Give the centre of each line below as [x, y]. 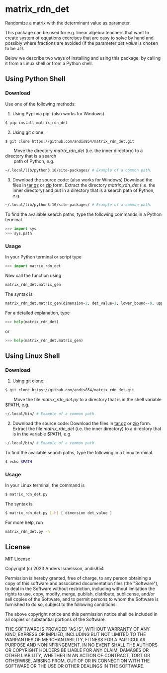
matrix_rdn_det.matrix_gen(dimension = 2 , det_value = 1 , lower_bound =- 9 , [80, 303]
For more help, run [24, 522]
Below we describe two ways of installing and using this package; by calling [83, 58]
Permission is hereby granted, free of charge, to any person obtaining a [78, 578]
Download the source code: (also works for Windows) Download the [82, 180]
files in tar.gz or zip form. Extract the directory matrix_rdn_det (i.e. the [84, 185]
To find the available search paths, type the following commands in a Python [83, 214]
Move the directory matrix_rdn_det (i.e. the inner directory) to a [78, 151]
